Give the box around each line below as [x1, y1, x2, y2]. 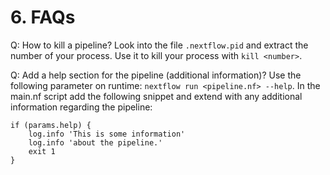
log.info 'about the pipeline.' [28, 137, 163, 148]
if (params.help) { [10, 120, 92, 130]
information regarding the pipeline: [10, 101, 153, 113]
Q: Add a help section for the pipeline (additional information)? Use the [10, 69, 302, 81]
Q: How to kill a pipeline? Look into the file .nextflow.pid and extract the [10, 39, 309, 51]
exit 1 [28, 146, 56, 156]
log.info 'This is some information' [28, 129, 186, 139]
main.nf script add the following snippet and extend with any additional [10, 90, 303, 102]
